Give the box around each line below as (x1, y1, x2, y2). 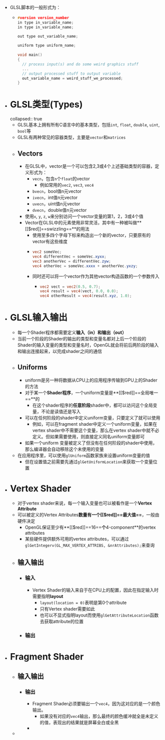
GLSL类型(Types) (9, 99, 83, 110)
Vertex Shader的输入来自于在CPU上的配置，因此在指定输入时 (32, 587, 159, 593)
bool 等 (17, 128, 31, 134)
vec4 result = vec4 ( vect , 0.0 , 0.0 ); (39, 289, 118, 294)
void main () (17, 52, 42, 58)
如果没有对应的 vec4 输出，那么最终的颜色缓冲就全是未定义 (39, 713, 158, 719)
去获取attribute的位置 (39, 618, 84, 624)
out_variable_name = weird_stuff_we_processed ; (21, 76, 123, 81)
